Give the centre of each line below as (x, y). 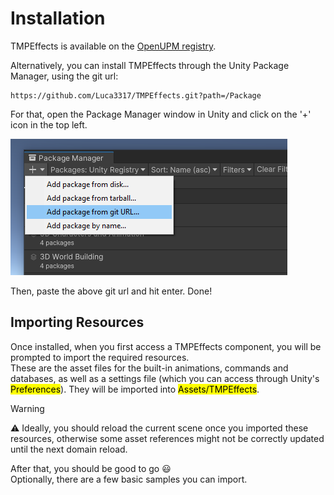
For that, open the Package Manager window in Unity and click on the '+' (161, 114)
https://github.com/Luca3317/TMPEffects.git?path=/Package (136, 95)
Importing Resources (77, 322)
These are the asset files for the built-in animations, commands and (149, 368)
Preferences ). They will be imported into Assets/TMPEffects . (135, 389)
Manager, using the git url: (64, 76)
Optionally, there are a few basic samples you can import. (129, 479)
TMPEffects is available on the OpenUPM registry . (113, 46)
